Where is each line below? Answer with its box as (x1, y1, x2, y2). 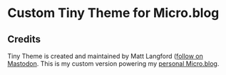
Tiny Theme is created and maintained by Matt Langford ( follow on (7, 52, 203, 60)
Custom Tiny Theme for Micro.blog (7, 5, 220, 21)
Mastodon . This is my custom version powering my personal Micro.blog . (7, 59, 220, 68)
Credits (7, 33, 41, 45)
